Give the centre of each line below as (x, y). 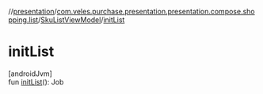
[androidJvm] (30, 73)
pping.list (23, 20)
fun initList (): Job (36, 81)
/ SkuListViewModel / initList (82, 20)
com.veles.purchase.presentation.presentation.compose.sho (156, 11)
